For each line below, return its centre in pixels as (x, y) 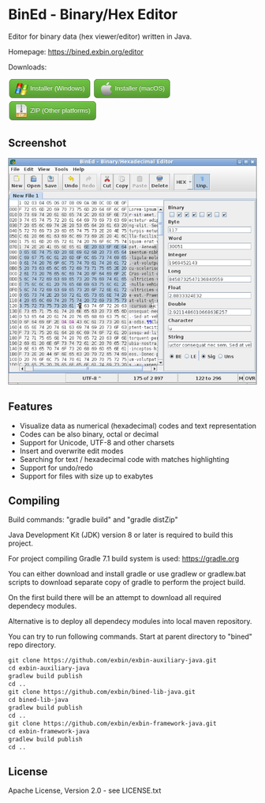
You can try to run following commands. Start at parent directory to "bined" (130, 636)
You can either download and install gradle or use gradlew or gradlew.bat (127, 574)
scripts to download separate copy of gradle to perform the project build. (127, 583)
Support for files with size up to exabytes (86, 476)
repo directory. (32, 645)
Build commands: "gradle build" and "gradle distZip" (93, 520)
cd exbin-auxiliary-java (49, 669)
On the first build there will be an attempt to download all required (115, 598)
